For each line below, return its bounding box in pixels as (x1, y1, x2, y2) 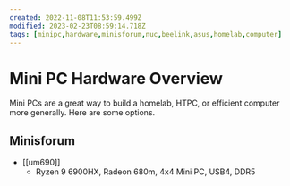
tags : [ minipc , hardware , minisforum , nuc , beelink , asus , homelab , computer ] (9, 30, 283, 38)
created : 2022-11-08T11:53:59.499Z (9, 13, 142, 22)
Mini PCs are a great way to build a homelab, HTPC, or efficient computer (9, 97, 280, 108)
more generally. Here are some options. (9, 107, 156, 118)
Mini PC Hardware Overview (9, 68, 224, 89)
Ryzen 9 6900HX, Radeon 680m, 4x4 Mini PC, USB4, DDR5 (35, 166, 256, 177)
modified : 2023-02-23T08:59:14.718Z (9, 21, 146, 30)
